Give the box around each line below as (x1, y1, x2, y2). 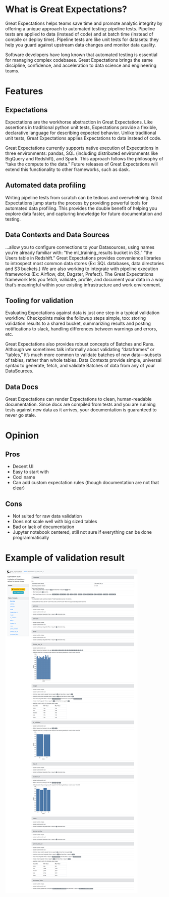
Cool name (12, 474, 35, 480)
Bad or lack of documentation (12, 524, 75, 530)
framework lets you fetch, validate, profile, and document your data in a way (5, 276, 164, 282)
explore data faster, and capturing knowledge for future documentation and (5, 210, 162, 217)
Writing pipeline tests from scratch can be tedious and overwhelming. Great (5, 194, 162, 200)
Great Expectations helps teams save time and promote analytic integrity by (5, 20, 163, 26)
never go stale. (5, 412, 36, 418)
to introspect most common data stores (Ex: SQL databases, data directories (5, 260, 164, 266)
